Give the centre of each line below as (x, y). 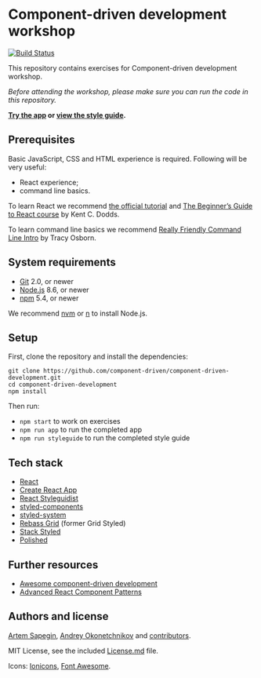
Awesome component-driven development (89, 583)
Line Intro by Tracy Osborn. (52, 238)
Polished (34, 540)
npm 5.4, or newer (49, 298)
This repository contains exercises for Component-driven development (123, 67)
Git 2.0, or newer (47, 281)
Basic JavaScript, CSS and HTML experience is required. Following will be (128, 159)
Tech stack (36, 463)
